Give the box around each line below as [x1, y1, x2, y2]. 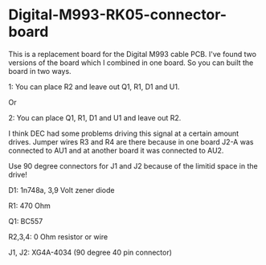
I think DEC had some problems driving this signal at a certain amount [8, 128, 239, 138]
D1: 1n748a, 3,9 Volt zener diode [8, 185, 115, 194]
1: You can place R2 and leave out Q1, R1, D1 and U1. [8, 82, 180, 92]
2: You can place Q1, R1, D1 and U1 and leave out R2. [8, 112, 182, 122]
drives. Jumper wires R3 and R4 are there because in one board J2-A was [8, 137, 254, 146]
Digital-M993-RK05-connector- [8, 6, 227, 24]
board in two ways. [8, 66, 72, 75]
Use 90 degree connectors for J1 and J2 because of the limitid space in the [8, 161, 259, 170]
